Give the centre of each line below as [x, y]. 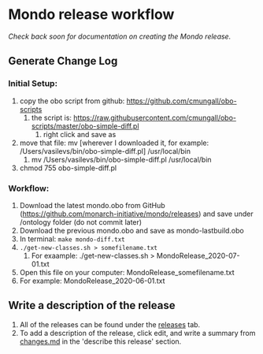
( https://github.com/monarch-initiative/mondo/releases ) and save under [136, 214]
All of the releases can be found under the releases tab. [110, 324]
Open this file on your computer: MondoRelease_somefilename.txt [127, 272]
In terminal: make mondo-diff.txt [72, 239]
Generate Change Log [63, 61]
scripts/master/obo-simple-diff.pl [85, 126]
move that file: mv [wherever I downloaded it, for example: [114, 143]
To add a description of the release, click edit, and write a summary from [137, 333]
